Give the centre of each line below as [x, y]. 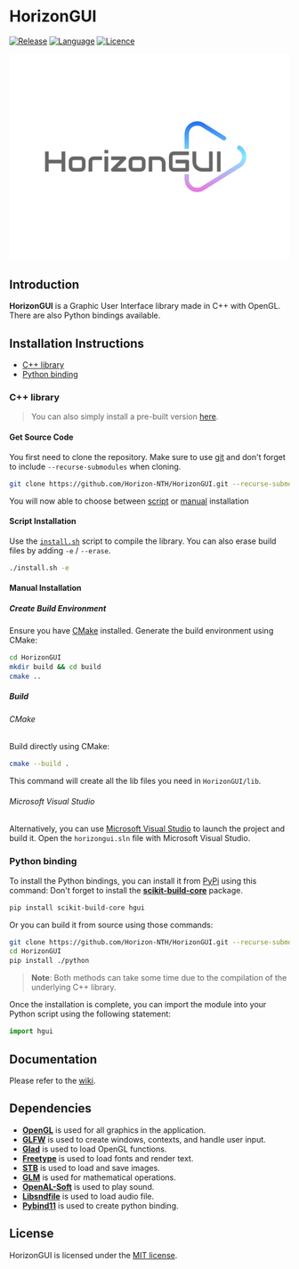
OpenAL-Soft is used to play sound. [88, 1186]
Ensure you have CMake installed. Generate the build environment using [141, 631]
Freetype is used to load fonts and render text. [108, 1158]
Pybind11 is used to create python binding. [101, 1205]
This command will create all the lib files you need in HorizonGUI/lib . [135, 781]
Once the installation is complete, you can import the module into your [138, 1005]
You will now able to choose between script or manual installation [129, 501]
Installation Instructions [77, 343]
